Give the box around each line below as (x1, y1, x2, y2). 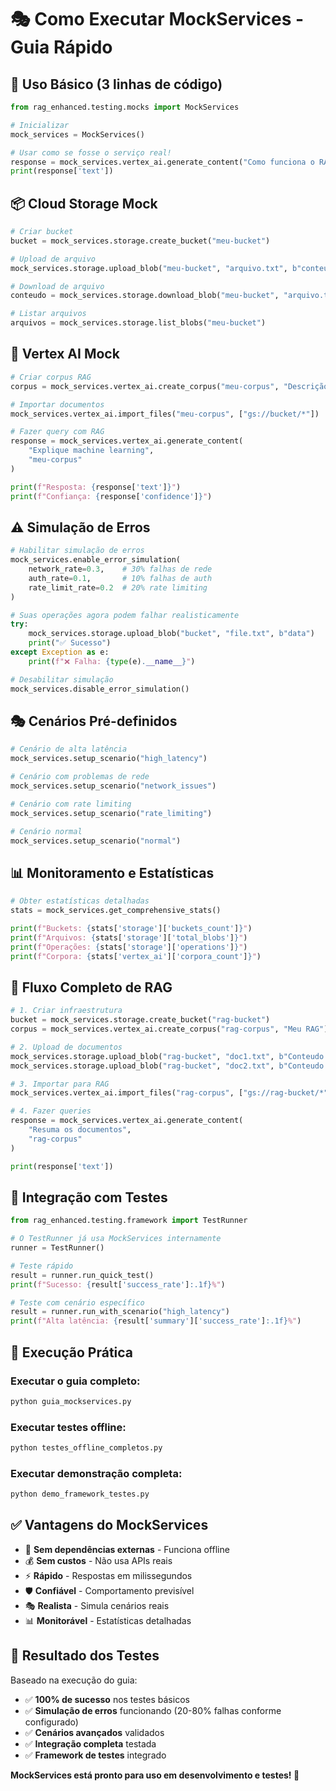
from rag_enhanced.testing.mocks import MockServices (10, 102, 240, 112)
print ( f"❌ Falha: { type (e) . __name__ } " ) (28, 656, 196, 666)
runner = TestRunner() (10, 1243, 105, 1253)
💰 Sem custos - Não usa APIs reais (24, 1554, 173, 1566)
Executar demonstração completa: (10, 1466, 183, 1480)
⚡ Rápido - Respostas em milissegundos (24, 1569, 193, 1581)
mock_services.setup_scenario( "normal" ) (10, 836, 182, 846)
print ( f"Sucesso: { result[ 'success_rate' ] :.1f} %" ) (10, 1279, 226, 1290)
